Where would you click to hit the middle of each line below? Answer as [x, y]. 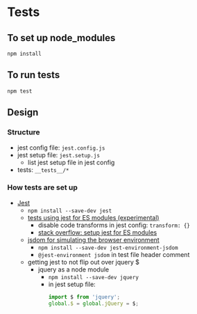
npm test [20, 91]
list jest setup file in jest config [71, 162]
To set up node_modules [61, 38]
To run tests [34, 75]
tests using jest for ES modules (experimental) [93, 217]
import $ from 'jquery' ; [84, 297]
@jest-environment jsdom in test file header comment [114, 254]
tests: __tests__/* [43, 170]
